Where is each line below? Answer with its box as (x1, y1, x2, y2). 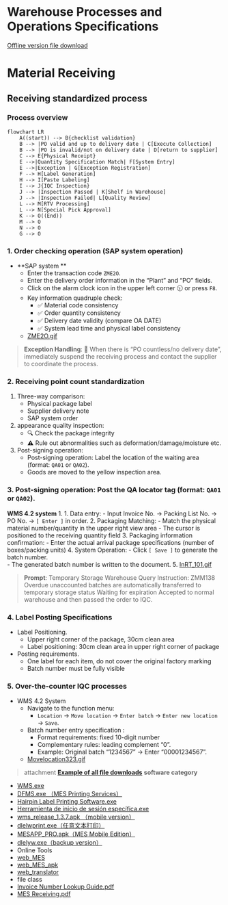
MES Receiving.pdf (16, 890, 71, 898)
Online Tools (16, 846, 53, 854)
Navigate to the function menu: (27, 704, 115, 713)
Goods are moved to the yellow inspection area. (27, 468, 162, 476)
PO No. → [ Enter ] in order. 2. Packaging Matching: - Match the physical (7, 516, 216, 524)
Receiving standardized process (7, 92, 148, 104)
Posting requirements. (16, 650, 80, 658)
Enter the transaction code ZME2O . (27, 269, 121, 277)
